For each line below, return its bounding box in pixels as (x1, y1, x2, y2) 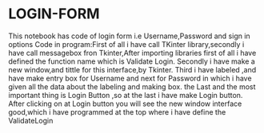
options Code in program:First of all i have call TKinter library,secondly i (8, 39, 245, 49)
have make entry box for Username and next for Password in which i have (8, 73, 252, 83)
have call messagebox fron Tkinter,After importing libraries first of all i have (8, 48, 257, 57)
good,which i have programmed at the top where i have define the (8, 107, 226, 116)
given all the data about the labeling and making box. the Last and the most (8, 81, 256, 92)
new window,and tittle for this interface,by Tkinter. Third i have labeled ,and (8, 65, 257, 74)
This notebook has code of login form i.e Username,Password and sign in (8, 31, 250, 41)
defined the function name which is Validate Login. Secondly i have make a (8, 57, 256, 66)
